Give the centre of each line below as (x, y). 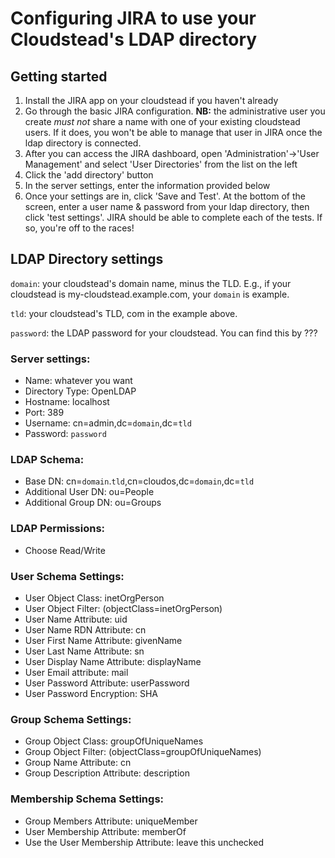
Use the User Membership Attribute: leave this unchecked (144, 842)
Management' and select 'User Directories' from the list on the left (161, 164)
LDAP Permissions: (58, 529)
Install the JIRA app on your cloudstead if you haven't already (151, 100)
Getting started (59, 76)
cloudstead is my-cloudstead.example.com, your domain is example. (150, 294)
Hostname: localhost (67, 402)
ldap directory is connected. (83, 143)
